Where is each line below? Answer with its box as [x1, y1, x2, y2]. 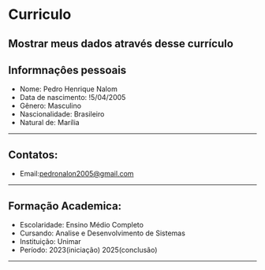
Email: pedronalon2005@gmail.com [19, 169, 134, 179]
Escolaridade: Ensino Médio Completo [19, 220, 144, 230]
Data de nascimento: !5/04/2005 [19, 93, 126, 102]
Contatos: [8, 148, 58, 161]
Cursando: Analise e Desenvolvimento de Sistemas [19, 228, 185, 238]
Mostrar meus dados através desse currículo [8, 37, 234, 50]
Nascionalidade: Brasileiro [19, 109, 105, 119]
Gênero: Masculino [19, 101, 81, 111]
